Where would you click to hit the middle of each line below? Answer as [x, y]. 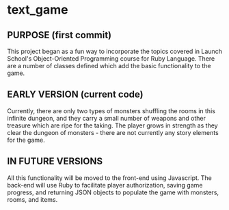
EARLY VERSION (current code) [75, 94]
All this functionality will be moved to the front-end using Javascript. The [109, 178]
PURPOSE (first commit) [59, 35]
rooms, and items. [32, 199]
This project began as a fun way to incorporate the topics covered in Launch [114, 51]
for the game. [26, 140]
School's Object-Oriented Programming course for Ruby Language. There [111, 59]
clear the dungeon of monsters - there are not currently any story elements [113, 132]
